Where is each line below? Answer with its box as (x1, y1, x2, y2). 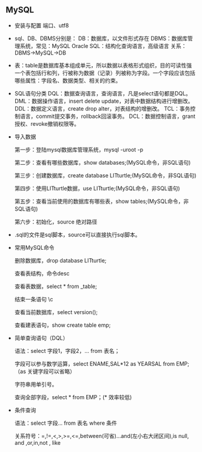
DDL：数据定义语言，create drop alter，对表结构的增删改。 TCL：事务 (14, 104, 190, 112)
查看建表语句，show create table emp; (14, 321, 111, 329)
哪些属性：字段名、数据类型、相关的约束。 (14, 77, 121, 84)
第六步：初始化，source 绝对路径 (14, 218, 98, 225)
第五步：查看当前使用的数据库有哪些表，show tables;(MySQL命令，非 (14, 197, 189, 205)
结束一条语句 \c (14, 295, 53, 303)
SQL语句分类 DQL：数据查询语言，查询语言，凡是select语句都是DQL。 (14, 89, 192, 97)
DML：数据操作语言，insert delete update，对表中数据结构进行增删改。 (14, 97, 194, 104)
